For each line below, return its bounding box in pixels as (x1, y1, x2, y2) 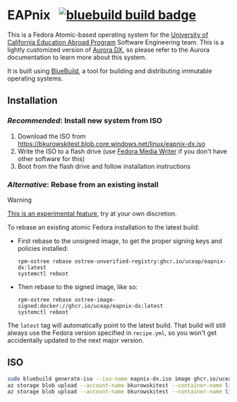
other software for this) (17, 154, 85, 162)
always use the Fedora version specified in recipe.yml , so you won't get (7, 329, 217, 337)
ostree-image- (74, 296, 116, 303)
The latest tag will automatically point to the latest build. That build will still (7, 321, 226, 329)
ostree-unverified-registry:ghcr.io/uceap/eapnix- (74, 258, 227, 265)
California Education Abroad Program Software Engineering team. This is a (7, 37, 224, 46)
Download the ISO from (17, 131, 86, 141)
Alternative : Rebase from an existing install (7, 179, 159, 189)
